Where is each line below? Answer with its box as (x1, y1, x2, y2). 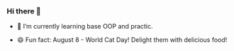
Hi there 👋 (6, 6, 42, 16)
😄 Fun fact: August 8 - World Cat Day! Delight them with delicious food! (16, 36, 228, 44)
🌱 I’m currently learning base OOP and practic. (16, 22, 153, 31)
